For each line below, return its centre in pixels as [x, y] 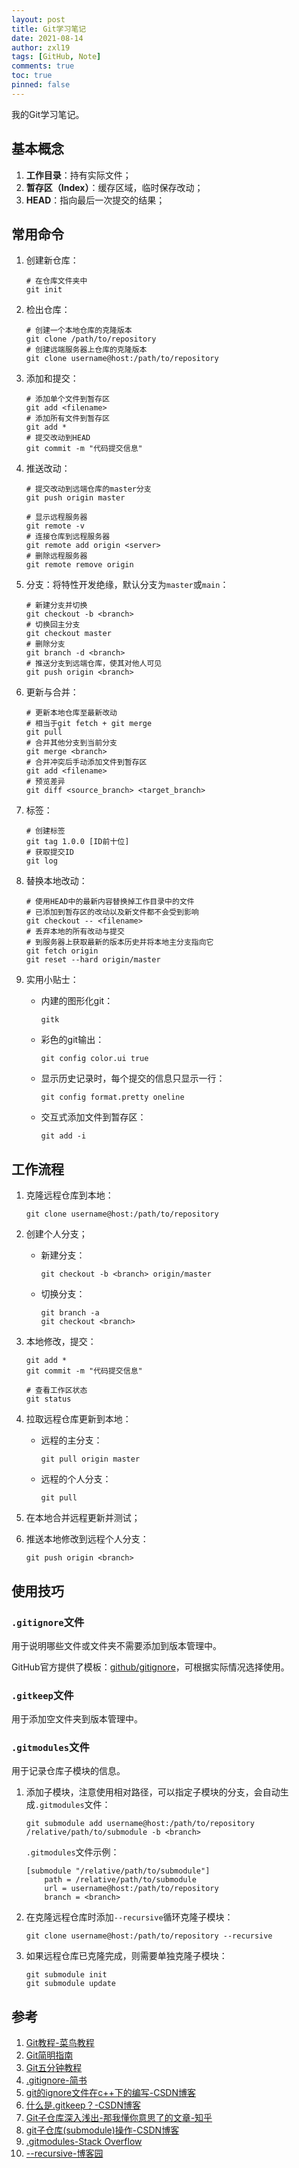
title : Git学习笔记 [49, 29]
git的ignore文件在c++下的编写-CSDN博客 [111, 2093]
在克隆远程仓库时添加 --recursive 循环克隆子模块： [129, 1917]
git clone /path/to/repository [91, 339]
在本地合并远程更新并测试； [83, 1518]
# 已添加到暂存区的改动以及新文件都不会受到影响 [112, 912]
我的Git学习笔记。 [48, 114]
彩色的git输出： [72, 1040]
